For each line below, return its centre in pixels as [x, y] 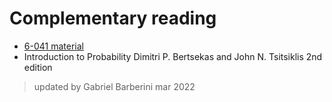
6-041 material [53, 46]
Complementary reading [113, 18]
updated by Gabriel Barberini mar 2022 [114, 86]
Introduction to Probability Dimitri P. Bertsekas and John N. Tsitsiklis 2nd [173, 56]
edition [38, 67]
